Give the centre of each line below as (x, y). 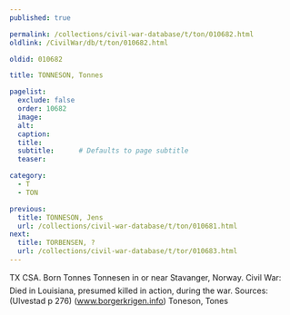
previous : (28, 209)
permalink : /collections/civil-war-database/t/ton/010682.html (132, 34)
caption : (34, 134)
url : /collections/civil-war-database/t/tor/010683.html (128, 251)
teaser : (32, 160)
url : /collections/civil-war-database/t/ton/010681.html (128, 226)
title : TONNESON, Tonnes (56, 75)
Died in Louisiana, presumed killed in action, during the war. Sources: (139, 290)
